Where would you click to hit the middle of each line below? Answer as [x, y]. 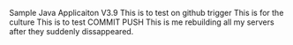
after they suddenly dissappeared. [71, 31]
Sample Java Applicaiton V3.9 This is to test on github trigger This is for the [146, 13]
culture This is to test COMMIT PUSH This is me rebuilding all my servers [142, 22]
